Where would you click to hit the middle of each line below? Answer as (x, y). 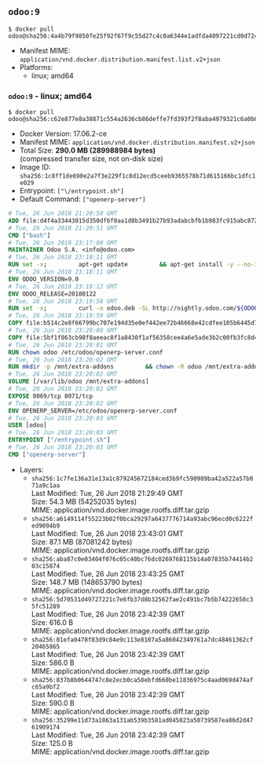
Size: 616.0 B (52, 622)
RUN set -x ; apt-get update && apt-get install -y (121, 265)
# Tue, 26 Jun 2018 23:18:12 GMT (63, 286)
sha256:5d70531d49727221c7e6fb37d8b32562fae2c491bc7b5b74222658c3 (142, 599)
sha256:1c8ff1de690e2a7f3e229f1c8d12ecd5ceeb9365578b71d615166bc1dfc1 (137, 176)
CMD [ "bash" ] (29, 235)
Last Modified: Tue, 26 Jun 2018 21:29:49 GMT (107, 493)
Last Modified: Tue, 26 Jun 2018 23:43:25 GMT (108, 574)
